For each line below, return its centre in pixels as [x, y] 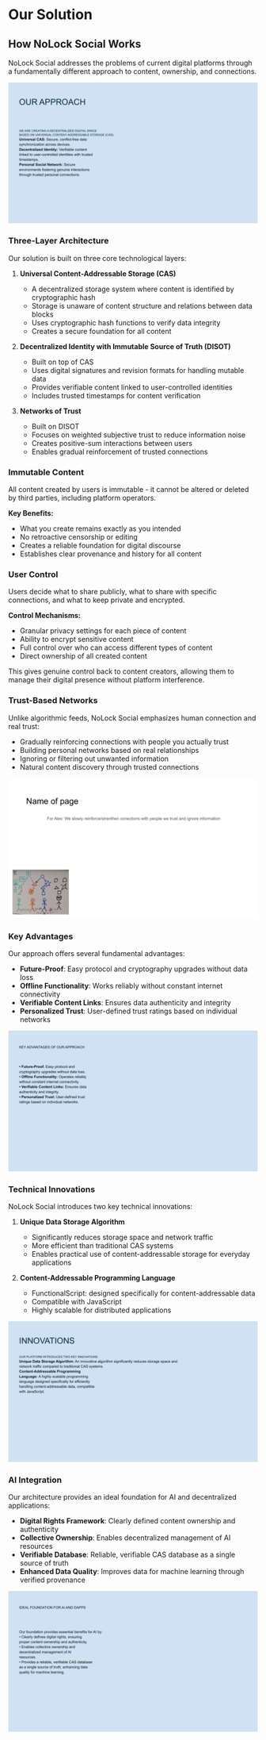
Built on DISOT [55, 426]
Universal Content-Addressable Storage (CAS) [98, 273]
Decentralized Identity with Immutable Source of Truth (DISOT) [125, 346]
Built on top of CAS [63, 362]
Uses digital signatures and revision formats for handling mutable [138, 370]
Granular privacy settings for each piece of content [103, 631]
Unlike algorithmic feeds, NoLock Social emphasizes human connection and [132, 718]
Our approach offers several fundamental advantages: [97, 954]
